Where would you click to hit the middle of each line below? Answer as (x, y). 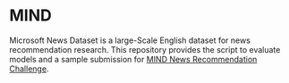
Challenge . (29, 69)
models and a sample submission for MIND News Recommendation (133, 59)
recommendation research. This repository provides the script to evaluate (145, 49)
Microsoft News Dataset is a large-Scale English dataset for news (130, 40)
